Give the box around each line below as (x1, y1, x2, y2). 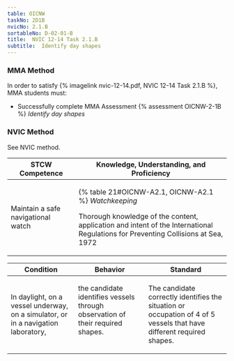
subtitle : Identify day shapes (7, 43, 101, 49)
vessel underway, (10, 300, 68, 310)
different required (148, 327, 205, 337)
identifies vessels (77, 292, 135, 302)
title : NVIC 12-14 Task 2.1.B (7, 36, 98, 43)
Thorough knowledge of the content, (78, 211, 198, 221)
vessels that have (148, 318, 205, 328)
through (77, 300, 104, 310)
